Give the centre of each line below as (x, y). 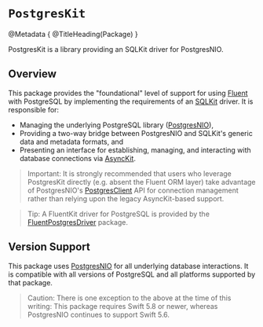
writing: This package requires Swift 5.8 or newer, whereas (122, 306)
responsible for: (34, 109)
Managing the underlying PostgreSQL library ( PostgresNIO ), (117, 125)
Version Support (49, 247)
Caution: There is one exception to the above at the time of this (129, 298)
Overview (33, 74)
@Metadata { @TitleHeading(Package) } (73, 34)
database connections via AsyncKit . (77, 158)
